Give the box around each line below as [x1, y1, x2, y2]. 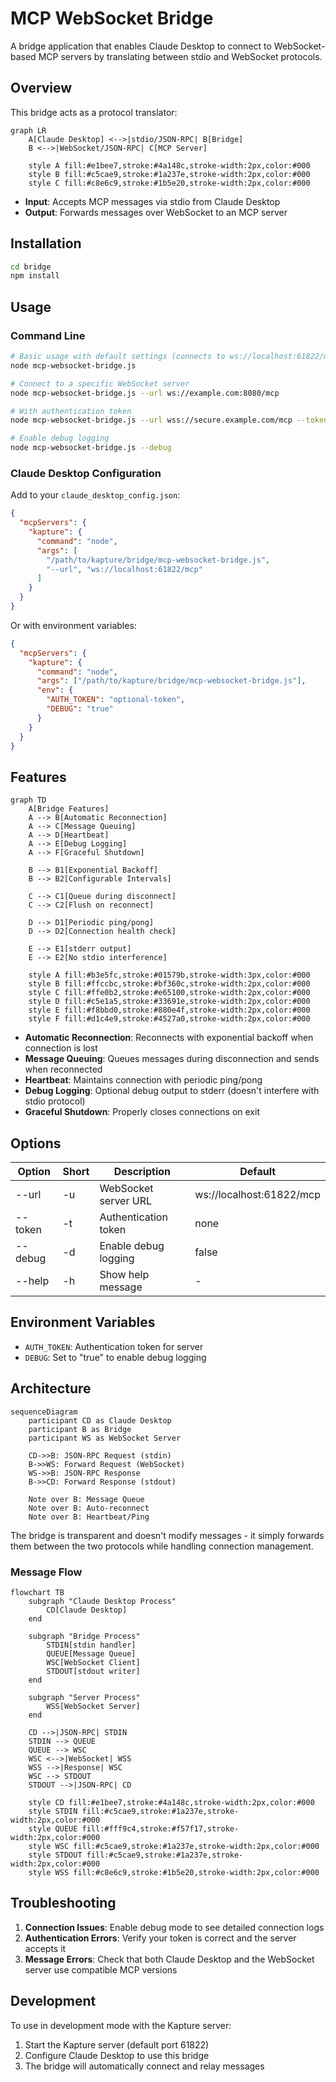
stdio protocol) [24, 1095, 86, 1107]
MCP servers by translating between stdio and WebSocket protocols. [38, 50, 323, 62]
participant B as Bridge [28, 1424, 132, 1434]
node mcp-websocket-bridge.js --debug [10, 443, 172, 453]
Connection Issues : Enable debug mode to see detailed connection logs [24, 1921, 325, 1933]
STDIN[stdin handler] [46, 1640, 137, 1650]
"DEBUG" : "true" [46, 704, 114, 714]
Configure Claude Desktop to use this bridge [24, 2049, 210, 2061]
